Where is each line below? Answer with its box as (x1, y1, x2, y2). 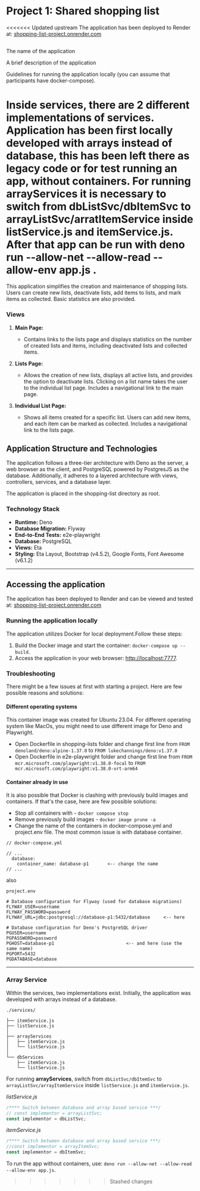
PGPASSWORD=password (6, 935, 58, 941)
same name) (6, 946, 33, 952)
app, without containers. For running (6, 174, 192, 188)
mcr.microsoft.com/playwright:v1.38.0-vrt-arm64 (14, 766, 138, 772)
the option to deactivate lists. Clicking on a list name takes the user (23, 377, 188, 385)
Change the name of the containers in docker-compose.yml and (14, 822, 173, 830)
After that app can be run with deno (6, 238, 186, 251)
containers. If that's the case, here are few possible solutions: (6, 798, 158, 805)
